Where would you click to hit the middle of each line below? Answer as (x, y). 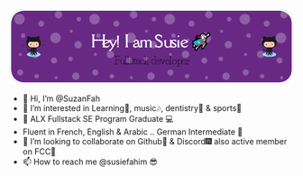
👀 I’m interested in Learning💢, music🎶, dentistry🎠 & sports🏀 (132, 108)
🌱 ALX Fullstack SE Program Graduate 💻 (98, 119)
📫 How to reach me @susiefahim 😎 (90, 162)
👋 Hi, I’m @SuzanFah (61, 98)
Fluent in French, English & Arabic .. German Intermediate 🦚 (133, 132)
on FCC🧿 (39, 152)
